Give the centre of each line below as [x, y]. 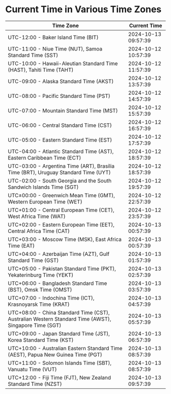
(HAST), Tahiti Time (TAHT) [41, 70]
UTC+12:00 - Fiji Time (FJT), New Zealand [59, 377]
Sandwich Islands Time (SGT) [43, 187]
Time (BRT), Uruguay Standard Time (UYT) [59, 172]
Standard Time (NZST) [35, 384]
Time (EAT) [21, 246]
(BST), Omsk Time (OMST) [40, 290]
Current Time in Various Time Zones [83, 9]
